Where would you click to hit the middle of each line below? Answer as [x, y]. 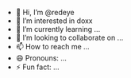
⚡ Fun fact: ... [37, 67]
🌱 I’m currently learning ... [58, 29]
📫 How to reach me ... [52, 47]
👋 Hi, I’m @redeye [45, 12]
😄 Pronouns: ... [41, 58]
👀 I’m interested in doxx [54, 21]
